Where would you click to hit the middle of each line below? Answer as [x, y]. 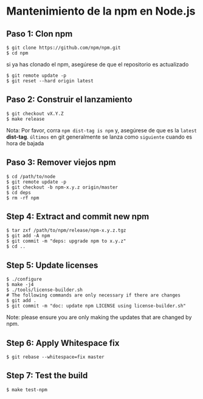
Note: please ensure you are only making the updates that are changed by [99, 317]
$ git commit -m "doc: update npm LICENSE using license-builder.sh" [96, 306]
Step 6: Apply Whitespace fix [63, 343]
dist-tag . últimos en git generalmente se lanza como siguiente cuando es [99, 137]
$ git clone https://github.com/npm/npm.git [64, 48]
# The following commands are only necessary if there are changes [94, 295]
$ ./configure [24, 279]
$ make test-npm [27, 390]
